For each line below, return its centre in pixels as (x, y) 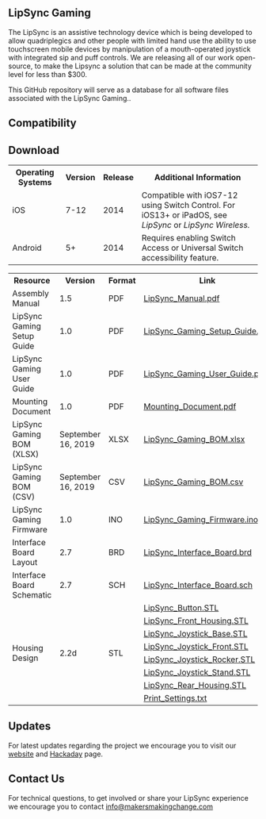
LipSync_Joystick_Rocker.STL (199, 659)
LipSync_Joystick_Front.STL (196, 647)
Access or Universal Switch (192, 248)
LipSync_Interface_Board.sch (198, 585)
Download (34, 150)
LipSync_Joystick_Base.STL (196, 634)
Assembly (31, 294)
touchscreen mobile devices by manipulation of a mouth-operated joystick (129, 49)
